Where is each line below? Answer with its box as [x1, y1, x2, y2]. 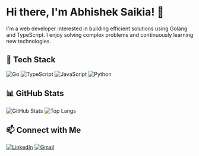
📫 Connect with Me [6, 125, 81, 135]
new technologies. [6, 37, 52, 44]
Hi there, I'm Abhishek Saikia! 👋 [6, 5, 165, 19]
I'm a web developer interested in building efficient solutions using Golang [6, 25, 188, 32]
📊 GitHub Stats [6, 88, 64, 98]
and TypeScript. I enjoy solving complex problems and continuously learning [6, 31, 194, 38]
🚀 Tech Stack [6, 55, 56, 65]
